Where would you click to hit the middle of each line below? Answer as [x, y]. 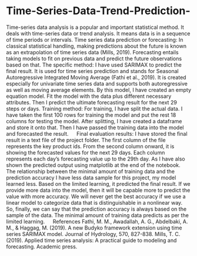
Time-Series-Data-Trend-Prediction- [98, 11]
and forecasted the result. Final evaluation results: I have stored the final [97, 133]
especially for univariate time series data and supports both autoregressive [97, 83]
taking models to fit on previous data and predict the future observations [94, 58]
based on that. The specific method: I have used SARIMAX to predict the [94, 65]
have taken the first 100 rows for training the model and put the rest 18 [91, 115]
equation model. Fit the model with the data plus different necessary [89, 96]
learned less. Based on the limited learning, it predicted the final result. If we [98, 183]
